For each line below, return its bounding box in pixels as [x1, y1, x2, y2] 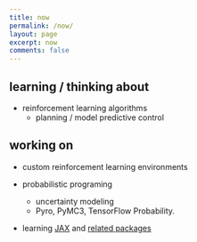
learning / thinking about [9, 79, 150, 94]
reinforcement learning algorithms [21, 102, 148, 113]
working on [9, 138, 74, 153]
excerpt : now [9, 37, 58, 47]
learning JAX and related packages [21, 222, 152, 233]
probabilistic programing [21, 179, 113, 190]
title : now [9, 12, 50, 22]
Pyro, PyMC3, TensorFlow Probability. [35, 206, 176, 216]
